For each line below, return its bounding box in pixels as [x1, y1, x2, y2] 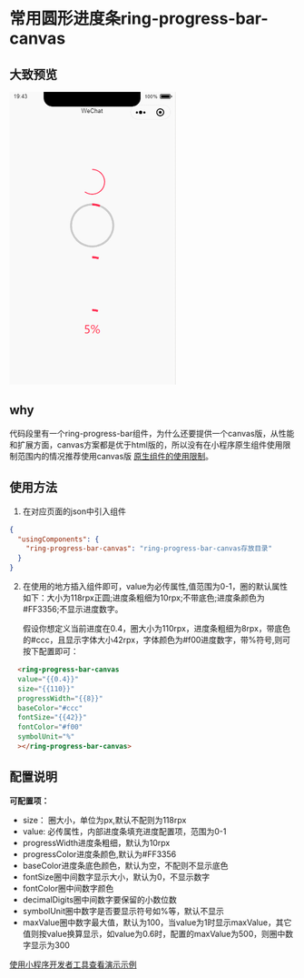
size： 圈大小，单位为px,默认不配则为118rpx [22, 814, 187, 825]
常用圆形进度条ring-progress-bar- [9, 8, 270, 29]
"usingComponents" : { [17, 534, 100, 544]
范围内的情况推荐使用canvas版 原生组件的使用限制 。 [16, 450, 214, 461]
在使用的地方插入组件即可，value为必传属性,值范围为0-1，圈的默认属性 [22, 581, 289, 591]
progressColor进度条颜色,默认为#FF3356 [22, 848, 177, 860]
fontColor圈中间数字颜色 [22, 882, 114, 893]
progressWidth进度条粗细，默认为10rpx [22, 837, 171, 848]
